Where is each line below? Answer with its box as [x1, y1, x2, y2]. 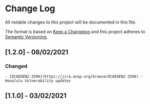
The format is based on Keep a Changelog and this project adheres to [5, 28, 146, 34]
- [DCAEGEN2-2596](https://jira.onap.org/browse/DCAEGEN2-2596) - [5, 74, 143, 79]
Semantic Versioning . [5, 34, 48, 40]
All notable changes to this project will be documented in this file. [5, 19, 137, 25]
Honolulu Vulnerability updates [5, 78, 71, 83]
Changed [5, 63, 28, 70]
